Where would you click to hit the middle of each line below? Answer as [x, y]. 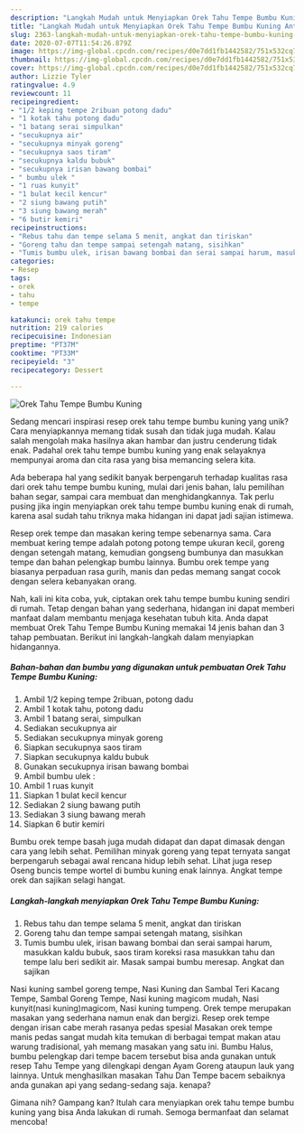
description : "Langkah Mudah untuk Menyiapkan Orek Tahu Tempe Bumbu [144, 18]
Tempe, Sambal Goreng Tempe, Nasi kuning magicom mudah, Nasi [135, 998]
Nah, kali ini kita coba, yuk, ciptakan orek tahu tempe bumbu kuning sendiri [150, 598]
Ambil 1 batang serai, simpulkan [82, 718]
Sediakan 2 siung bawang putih [82, 805]
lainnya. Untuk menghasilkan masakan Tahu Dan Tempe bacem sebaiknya [148, 1075]
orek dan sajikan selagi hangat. [68, 880]
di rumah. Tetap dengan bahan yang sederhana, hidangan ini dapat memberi [152, 608]
